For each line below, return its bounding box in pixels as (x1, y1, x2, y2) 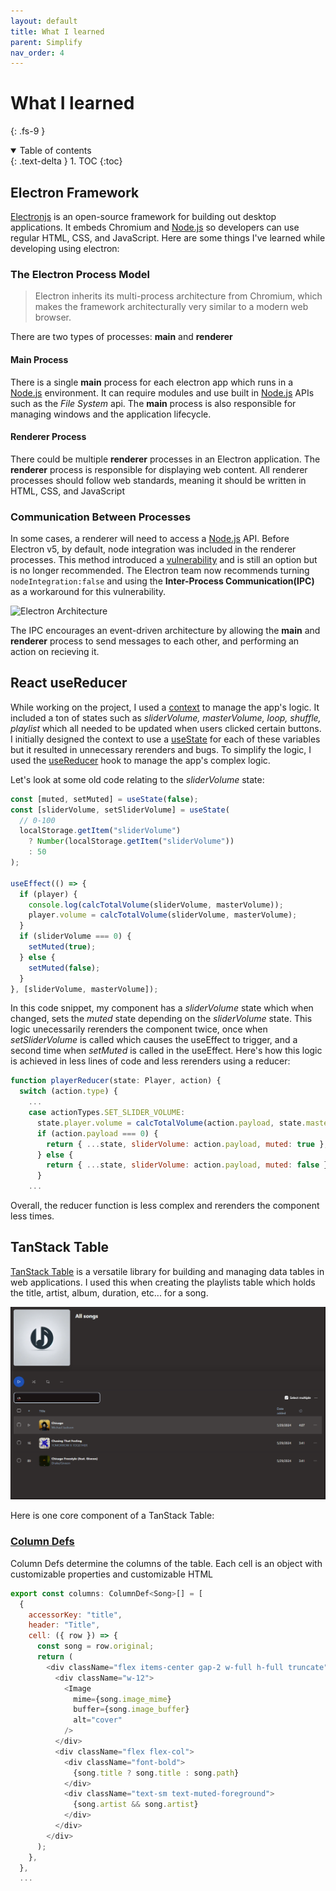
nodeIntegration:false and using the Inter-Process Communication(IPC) (10, 575, 315, 587)
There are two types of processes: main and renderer (10, 331, 233, 343)
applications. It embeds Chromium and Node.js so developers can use (10, 221, 300, 233)
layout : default (10, 16, 78, 26)
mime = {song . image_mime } (73, 1694, 172, 1704)
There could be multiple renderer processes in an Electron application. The (10, 453, 321, 465)
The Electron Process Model (10, 267, 151, 281)
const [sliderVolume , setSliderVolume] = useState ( (10, 805, 230, 815)
